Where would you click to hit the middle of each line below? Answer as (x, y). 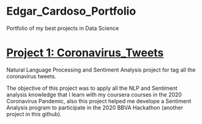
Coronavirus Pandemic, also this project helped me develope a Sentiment (99, 101)
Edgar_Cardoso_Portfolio (71, 11)
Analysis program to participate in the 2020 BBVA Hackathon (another (95, 108)
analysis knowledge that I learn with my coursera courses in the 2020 (94, 94)
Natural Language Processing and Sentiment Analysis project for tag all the (101, 70)
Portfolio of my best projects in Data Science (63, 28)
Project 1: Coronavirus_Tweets (85, 53)
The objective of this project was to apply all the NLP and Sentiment (92, 88)
